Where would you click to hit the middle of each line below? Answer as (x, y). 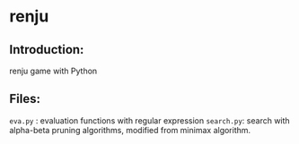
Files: (25, 99)
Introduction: (47, 50)
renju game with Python (53, 71)
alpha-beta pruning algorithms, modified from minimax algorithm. (130, 130)
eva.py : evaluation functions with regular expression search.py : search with (149, 120)
